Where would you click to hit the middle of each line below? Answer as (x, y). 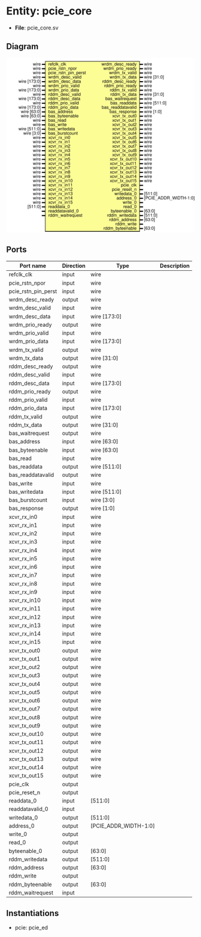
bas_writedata (26, 491)
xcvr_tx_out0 (25, 650)
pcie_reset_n (25, 792)
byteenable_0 (25, 851)
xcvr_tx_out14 (26, 768)
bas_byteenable (28, 450)
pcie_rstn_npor (27, 283)
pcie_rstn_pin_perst (33, 291)
